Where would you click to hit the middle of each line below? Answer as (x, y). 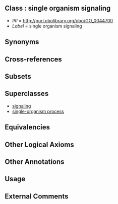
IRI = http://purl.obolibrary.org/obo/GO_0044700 (62, 20)
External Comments (37, 196)
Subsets (18, 76)
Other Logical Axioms (39, 144)
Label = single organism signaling (47, 26)
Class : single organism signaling (58, 8)
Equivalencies (27, 127)
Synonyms (22, 42)
